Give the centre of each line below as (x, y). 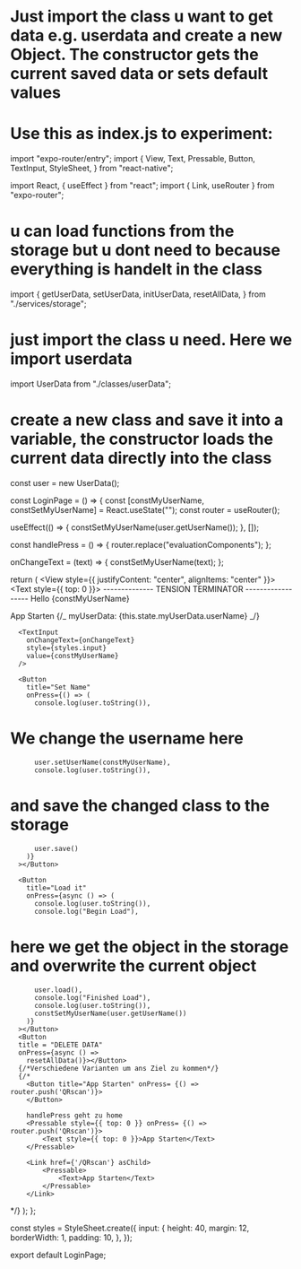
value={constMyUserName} (73, 656)
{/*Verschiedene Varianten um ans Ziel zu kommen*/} (119, 1068)
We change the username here (127, 739)
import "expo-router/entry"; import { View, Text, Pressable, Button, (133, 159)
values (36, 93)
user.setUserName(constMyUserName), (102, 762)
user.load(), (58, 990)
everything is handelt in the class (137, 269)
